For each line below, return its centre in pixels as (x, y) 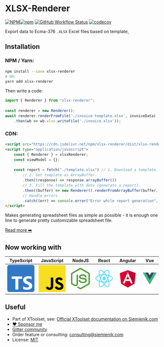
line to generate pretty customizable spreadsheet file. (59, 220)
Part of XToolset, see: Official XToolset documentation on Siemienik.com (85, 319)
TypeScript (21, 260)
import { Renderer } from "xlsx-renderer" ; (50, 100)
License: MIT (25, 340)
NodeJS (81, 260)
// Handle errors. (41, 195)
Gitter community (30, 329)
